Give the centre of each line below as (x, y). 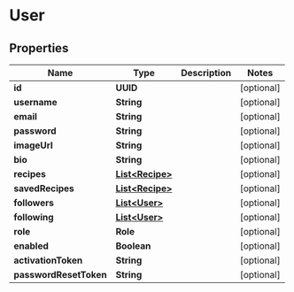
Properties (39, 48)
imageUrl (33, 145)
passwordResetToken (61, 275)
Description (206, 73)
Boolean (133, 246)
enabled (31, 246)
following (34, 217)
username (35, 102)
